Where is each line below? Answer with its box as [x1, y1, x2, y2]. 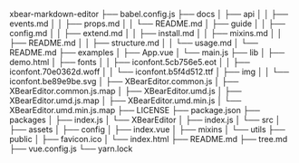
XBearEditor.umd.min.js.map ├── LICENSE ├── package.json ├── [9, 105, 261, 115]
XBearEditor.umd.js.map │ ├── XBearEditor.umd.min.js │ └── [9, 95, 242, 106]
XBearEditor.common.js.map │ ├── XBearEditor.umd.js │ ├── [9, 86, 242, 96]
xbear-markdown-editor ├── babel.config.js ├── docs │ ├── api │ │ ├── [9, 9, 288, 19]
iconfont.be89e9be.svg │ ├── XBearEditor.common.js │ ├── [9, 76, 239, 86]
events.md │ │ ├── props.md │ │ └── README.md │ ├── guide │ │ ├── [9, 18, 285, 29]
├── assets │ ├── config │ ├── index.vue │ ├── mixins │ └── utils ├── [9, 124, 285, 135]
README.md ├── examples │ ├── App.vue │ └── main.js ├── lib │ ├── [9, 47, 285, 58]
